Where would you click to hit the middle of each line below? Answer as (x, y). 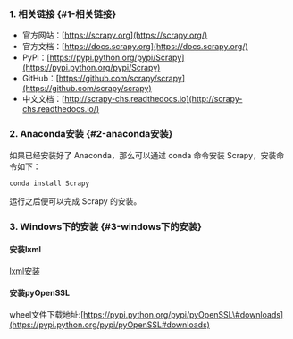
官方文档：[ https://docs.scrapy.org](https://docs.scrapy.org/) (135, 47)
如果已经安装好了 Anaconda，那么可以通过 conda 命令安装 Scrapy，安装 (143, 155)
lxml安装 (25, 271)
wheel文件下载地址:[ (46, 314)
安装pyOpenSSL (39, 293)
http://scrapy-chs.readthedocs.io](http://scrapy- (153, 99)
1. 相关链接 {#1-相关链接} (63, 13)
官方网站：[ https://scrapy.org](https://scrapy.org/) (115, 35)
